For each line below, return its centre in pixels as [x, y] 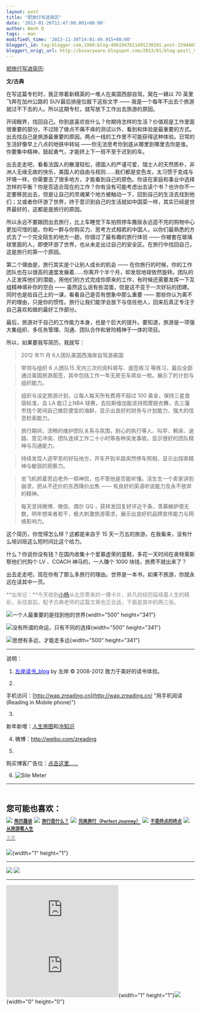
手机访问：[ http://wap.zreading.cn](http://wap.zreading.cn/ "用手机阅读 [95, 696]
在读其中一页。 [30, 582]
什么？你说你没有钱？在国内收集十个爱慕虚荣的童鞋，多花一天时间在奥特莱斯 [100, 554]
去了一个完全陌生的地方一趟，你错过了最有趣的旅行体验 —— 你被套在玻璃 [102, 236]
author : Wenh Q [25, 28]
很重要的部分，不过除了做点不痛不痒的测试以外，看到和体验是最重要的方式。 [100, 129]
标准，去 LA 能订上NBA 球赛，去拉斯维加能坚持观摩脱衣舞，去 [103, 403]
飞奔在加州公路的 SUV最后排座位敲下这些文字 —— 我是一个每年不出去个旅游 [100, 101]
